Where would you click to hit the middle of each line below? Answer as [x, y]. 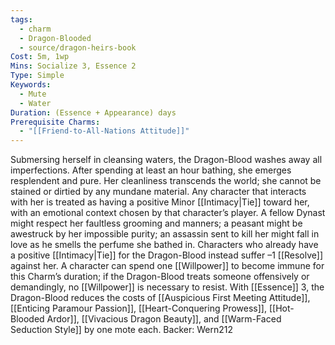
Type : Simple [37, 76]
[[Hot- [281, 308]
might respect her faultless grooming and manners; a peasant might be [156, 223]
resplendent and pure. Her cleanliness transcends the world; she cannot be [166, 181]
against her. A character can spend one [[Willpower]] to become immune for [167, 266]
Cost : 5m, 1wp [40, 57]
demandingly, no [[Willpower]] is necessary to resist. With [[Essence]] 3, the [167, 287]
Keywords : [31, 85]
